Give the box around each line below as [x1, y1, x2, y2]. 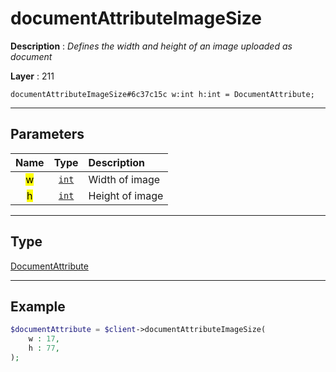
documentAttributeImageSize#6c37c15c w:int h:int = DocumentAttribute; [10, 89, 315, 99]
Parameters [10, 126, 85, 143]
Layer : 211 [10, 70, 55, 82]
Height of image [88, 188, 164, 202]
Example [10, 298, 66, 315]
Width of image [88, 172, 161, 186]
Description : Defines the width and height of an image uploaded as [10, 40, 293, 52]
